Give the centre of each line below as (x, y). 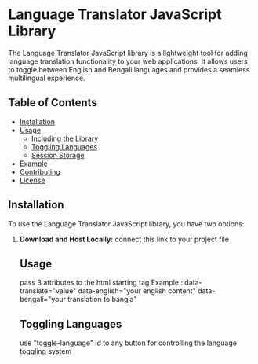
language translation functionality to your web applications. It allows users (128, 61)
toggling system (45, 351)
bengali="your (43, 300)
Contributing (40, 171)
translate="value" (48, 291)
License (32, 180)
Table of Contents (53, 103)
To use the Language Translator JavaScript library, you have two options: (126, 224)
